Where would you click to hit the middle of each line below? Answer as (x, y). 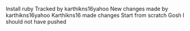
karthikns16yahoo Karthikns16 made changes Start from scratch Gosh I (95, 15)
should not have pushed (36, 22)
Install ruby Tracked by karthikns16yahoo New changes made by (87, 9)
